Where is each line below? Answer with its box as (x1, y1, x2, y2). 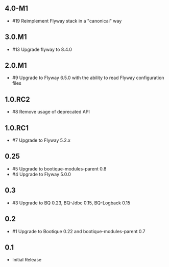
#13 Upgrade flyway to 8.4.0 (12, 46, 72, 52)
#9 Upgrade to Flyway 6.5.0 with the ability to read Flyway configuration (12, 74, 164, 81)
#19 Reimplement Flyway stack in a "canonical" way (12, 17, 122, 24)
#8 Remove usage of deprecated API (12, 109, 90, 115)
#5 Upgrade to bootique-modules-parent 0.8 (12, 165, 107, 171)
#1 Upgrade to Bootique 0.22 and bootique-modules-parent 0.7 (12, 228, 146, 234)
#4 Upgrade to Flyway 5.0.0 (12, 171, 71, 177)
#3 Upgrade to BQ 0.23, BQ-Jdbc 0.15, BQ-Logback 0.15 (12, 200, 131, 206)
